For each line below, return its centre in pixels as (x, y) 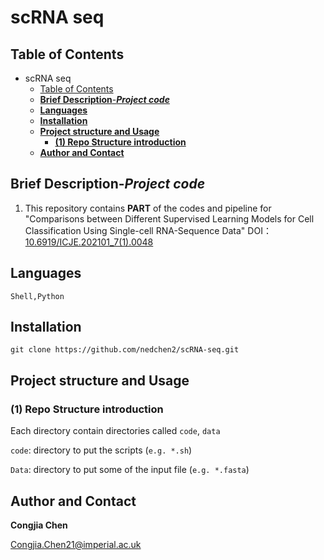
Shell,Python (37, 296)
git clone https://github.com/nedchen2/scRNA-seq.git (125, 350)
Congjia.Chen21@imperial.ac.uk (76, 544)
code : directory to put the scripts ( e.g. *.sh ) (101, 450)
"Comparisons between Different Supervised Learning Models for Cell (169, 218)
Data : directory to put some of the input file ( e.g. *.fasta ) (130, 470)
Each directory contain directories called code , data (115, 431)
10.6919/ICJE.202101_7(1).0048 (89, 242)
